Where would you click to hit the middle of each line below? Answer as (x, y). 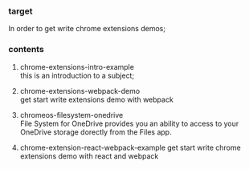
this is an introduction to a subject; (77, 75)
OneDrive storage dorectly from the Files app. (96, 132)
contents (26, 50)
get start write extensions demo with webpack (97, 99)
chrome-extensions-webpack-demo (80, 91)
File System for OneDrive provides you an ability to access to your (129, 123)
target (20, 11)
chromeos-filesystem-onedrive (71, 115)
